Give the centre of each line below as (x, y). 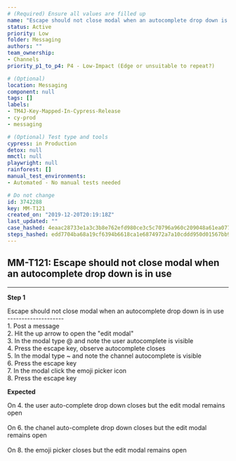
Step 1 (17, 297)
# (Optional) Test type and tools (58, 137)
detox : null (25, 150)
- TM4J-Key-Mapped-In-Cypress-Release (64, 112)
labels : (19, 105)
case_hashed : (26, 228)
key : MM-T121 (26, 208)
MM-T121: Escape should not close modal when (113, 263)
